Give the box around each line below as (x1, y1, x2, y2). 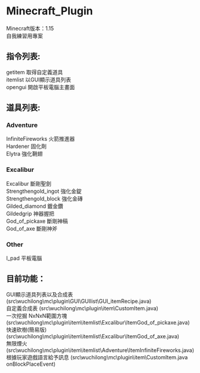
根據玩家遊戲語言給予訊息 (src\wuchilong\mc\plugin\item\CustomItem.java (6, 353, 188, 360)
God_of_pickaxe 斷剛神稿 (6, 217, 68, 225)
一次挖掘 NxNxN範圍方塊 (6, 312, 67, 319)
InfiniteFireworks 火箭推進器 (6, 135, 75, 142)
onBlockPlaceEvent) (6, 360, 56, 368)
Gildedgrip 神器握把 (6, 210, 55, 217)
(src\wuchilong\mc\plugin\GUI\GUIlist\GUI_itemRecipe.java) (6, 298, 152, 305)
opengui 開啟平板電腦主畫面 (6, 83, 75, 90)
